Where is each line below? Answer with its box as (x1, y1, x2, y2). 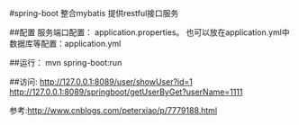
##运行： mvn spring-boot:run (9, 58, 122, 67)
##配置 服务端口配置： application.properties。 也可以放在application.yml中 (9, 27, 290, 38)
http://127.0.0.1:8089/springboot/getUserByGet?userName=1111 (9, 86, 243, 97)
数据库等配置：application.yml (9, 39, 122, 49)
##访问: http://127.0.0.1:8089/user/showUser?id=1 (9, 76, 194, 87)
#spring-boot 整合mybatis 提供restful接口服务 (9, 8, 179, 18)
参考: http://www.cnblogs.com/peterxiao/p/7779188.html (9, 105, 218, 115)
